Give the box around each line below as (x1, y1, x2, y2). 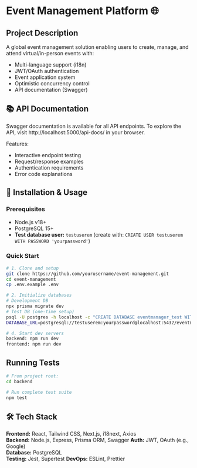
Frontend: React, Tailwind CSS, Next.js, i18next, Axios (6, 430, 137, 437)
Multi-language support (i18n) (14, 61, 87, 68)
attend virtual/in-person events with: (6, 50, 94, 57)
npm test (6, 394, 28, 401)
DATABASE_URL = (6, 320, 41, 326)
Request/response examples (14, 158, 84, 165)
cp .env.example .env (6, 281, 59, 288)
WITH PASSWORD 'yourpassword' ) (14, 237, 91, 244)
